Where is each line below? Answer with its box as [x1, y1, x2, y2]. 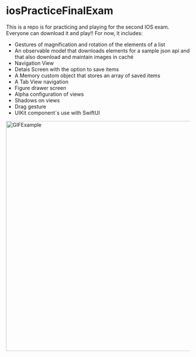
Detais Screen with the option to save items [14, 65, 120, 72]
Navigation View [14, 60, 54, 67]
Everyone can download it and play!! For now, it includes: [6, 29, 143, 36]
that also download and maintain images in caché [14, 53, 134, 60]
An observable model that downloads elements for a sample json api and [14, 47, 190, 54]
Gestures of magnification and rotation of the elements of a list [14, 41, 166, 48]
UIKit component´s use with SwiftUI [14, 109, 100, 116]
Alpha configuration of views [14, 91, 84, 98]
